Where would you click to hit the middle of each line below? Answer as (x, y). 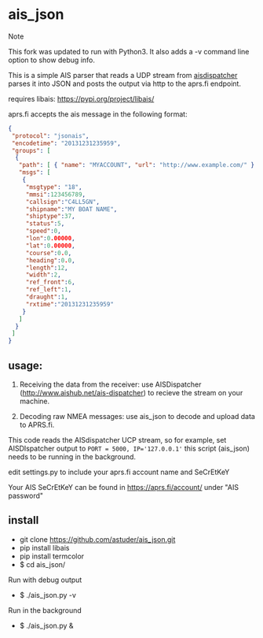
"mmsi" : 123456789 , (56, 195)
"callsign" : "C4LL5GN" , (63, 202)
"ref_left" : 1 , (49, 290)
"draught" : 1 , (47, 297)
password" (26, 495)
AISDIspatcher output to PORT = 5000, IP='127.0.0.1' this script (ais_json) (129, 448)
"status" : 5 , (45, 224)
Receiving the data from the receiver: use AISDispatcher (110, 384)
